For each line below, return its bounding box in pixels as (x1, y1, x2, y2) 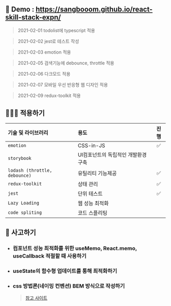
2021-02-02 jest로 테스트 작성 (17, 38, 79, 44)
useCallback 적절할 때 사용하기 (12, 252, 87, 260)
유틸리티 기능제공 (77, 170, 117, 177)
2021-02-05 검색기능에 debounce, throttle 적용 (17, 60, 115, 66)
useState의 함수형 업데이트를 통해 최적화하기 (12, 267, 118, 274)
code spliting (8, 209, 42, 215)
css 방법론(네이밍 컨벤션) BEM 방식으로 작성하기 (12, 282, 125, 289)
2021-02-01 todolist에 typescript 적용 (17, 27, 95, 33)
